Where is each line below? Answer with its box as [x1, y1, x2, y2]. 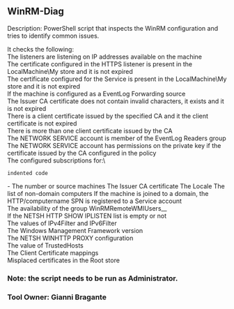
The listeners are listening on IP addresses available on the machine [7, 52, 202, 61]
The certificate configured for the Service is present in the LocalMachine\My [7, 75, 227, 83]
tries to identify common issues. [7, 31, 100, 40]
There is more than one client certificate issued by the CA [7, 126, 173, 135]
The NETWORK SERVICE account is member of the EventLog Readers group [7, 134, 226, 142]
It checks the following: [7, 45, 75, 53]
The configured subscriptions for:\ [7, 156, 106, 165]
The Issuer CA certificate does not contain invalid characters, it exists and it [7, 97, 224, 105]
